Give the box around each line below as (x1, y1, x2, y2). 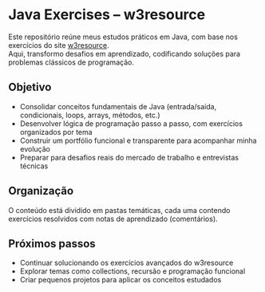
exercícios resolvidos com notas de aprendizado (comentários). (8, 214, 218, 223)
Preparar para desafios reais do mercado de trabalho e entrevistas (19, 152, 239, 162)
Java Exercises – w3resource (8, 6, 206, 24)
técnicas (19, 161, 49, 171)
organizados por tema (19, 127, 93, 136)
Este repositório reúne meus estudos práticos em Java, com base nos (8, 32, 238, 41)
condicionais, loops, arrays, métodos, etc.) (19, 110, 161, 120)
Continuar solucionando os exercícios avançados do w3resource (19, 258, 234, 268)
